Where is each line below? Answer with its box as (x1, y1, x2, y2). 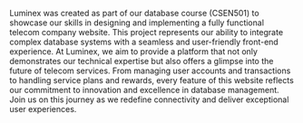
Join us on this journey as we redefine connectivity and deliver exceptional (9, 94, 289, 105)
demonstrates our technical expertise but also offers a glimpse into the (9, 56, 274, 66)
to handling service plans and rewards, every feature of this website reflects (9, 75, 295, 85)
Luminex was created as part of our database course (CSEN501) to (9, 8, 260, 18)
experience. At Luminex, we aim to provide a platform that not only (9, 46, 259, 57)
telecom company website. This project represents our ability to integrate (9, 27, 284, 37)
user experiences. (9, 104, 77, 114)
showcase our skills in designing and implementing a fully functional (9, 17, 265, 28)
